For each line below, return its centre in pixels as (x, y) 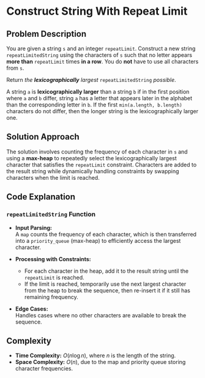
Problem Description (47, 34)
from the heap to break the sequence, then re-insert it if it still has (107, 290)
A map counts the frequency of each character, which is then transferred (106, 234)
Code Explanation (41, 197)
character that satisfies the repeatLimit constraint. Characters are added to (102, 165)
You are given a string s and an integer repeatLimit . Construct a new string (101, 48)
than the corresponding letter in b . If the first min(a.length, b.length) (94, 105)
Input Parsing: (34, 228)
